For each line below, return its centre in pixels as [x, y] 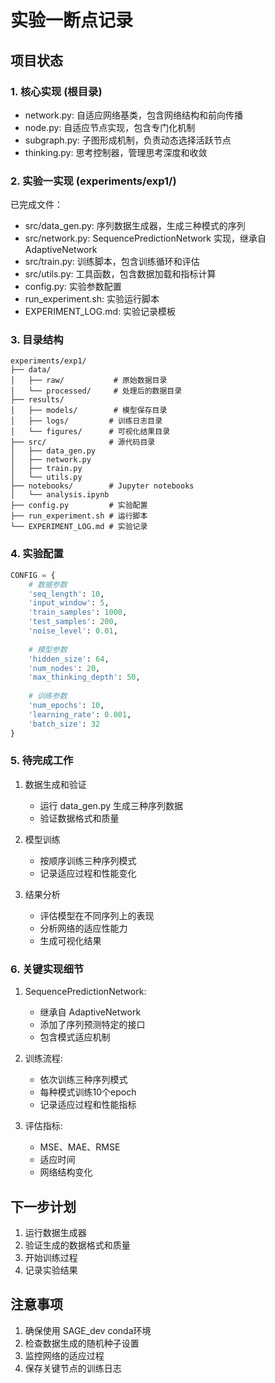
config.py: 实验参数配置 [73, 287]
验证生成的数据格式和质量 [77, 1245]
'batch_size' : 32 [64, 724]
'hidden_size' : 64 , [69, 659]
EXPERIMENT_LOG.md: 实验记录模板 [100, 312]
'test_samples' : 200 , [73, 622]
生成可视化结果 [70, 940]
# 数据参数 [48, 584]
